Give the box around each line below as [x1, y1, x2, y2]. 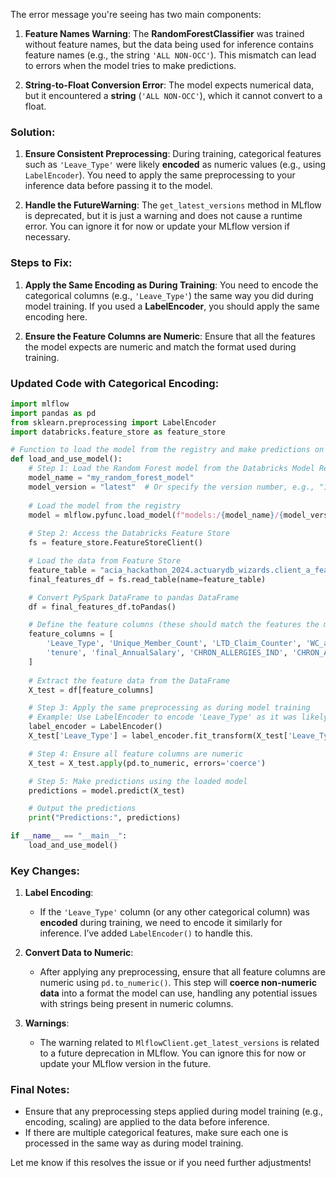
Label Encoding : [24, 887, 94, 899]
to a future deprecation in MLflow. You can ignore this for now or [39, 1047, 307, 1059]
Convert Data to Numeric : [24, 947, 134, 959]
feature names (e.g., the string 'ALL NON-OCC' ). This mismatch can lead [24, 49, 317, 61]
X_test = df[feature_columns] [28, 685, 155, 695]
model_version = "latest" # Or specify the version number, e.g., [28, 482, 315, 492]
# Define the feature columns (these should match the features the [28, 620, 320, 630]
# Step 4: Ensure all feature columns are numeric [28, 749, 244, 759]
